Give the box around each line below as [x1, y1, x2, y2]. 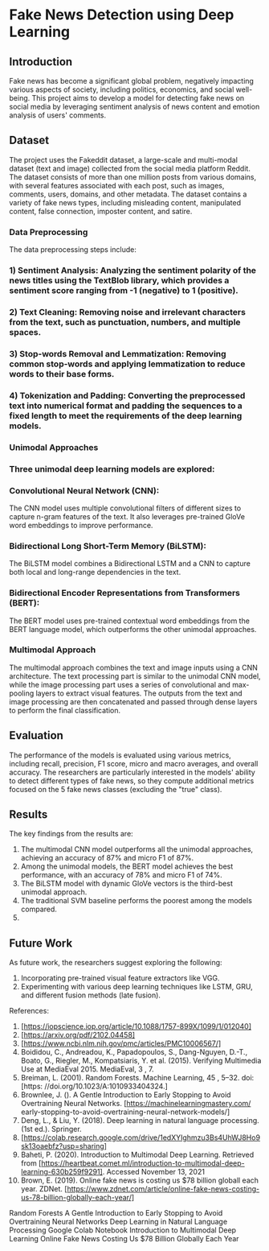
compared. [20, 904, 57, 915]
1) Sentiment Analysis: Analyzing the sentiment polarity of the [9, 265, 256, 276]
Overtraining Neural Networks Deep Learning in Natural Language [9, 1217, 228, 1227]
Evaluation [9, 729, 63, 742]
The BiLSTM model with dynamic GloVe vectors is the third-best [20, 879, 234, 889]
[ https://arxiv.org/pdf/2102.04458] [20, 1030, 136, 1040]
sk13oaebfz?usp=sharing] [20, 1142, 108, 1151]
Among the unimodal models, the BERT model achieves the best [20, 861, 234, 871]
